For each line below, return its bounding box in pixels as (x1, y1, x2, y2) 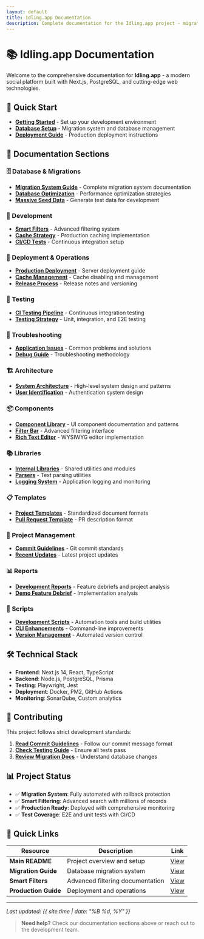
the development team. (21, 926, 80, 934)
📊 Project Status (6, 771, 72, 782)
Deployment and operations (66, 887, 146, 895)
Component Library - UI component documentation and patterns (15, 420, 179, 428)
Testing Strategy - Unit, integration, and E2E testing (15, 315, 146, 322)
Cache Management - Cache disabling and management (15, 274, 159, 281)
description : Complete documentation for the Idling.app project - (6, 20, 181, 26)
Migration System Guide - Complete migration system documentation (15, 183, 191, 191)
